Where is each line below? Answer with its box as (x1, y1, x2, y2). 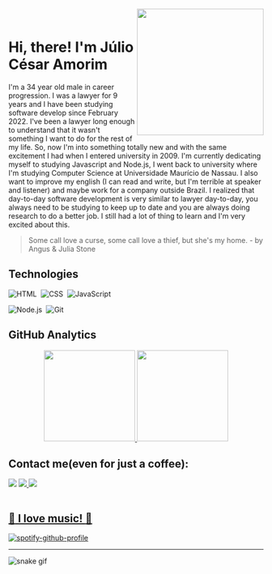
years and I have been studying (8, 99, 113, 108)
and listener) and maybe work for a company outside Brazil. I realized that (8, 185, 255, 195)
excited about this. (8, 219, 70, 229)
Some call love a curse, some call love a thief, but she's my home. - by (28, 235, 263, 244)
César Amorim (8, 55, 108, 74)
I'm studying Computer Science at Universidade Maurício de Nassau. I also (8, 168, 258, 177)
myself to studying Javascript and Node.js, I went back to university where (8, 159, 257, 169)
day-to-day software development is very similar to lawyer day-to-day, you (8, 193, 258, 203)
